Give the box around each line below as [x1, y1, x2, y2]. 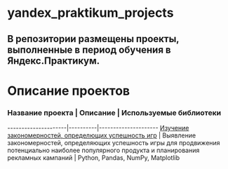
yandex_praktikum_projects [7, 5, 174, 21]
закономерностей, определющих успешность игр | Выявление [7, 131, 196, 140]
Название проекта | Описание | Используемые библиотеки [7, 107, 222, 117]
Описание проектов [7, 83, 130, 99]
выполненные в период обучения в [7, 43, 171, 55]
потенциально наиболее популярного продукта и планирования [7, 146, 200, 155]
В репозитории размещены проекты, [7, 33, 180, 45]
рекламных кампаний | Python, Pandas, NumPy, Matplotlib [7, 154, 180, 162]
